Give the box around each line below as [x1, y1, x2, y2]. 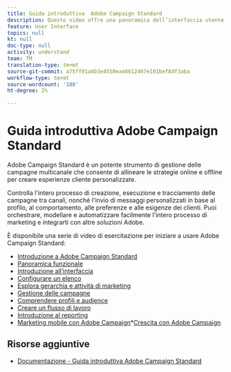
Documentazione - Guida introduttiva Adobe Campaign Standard [17, 357, 202, 365]
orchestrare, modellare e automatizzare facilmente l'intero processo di [7, 211, 207, 219]
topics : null [7, 29, 45, 37]
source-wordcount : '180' [7, 81, 79, 88]
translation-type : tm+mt [7, 62, 79, 68]
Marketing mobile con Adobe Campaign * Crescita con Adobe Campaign [17, 319, 221, 327]
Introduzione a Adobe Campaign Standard [17, 252, 138, 261]
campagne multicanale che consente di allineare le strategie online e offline [7, 168, 223, 176]
